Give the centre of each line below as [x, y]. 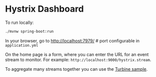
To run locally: [19, 22]
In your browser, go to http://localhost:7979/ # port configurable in [72, 40]
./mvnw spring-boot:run [30, 31]
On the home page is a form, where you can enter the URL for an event [77, 54]
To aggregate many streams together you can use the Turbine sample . [77, 69]
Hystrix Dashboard [45, 9]
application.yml [22, 45]
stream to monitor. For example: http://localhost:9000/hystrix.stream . [78, 59]
